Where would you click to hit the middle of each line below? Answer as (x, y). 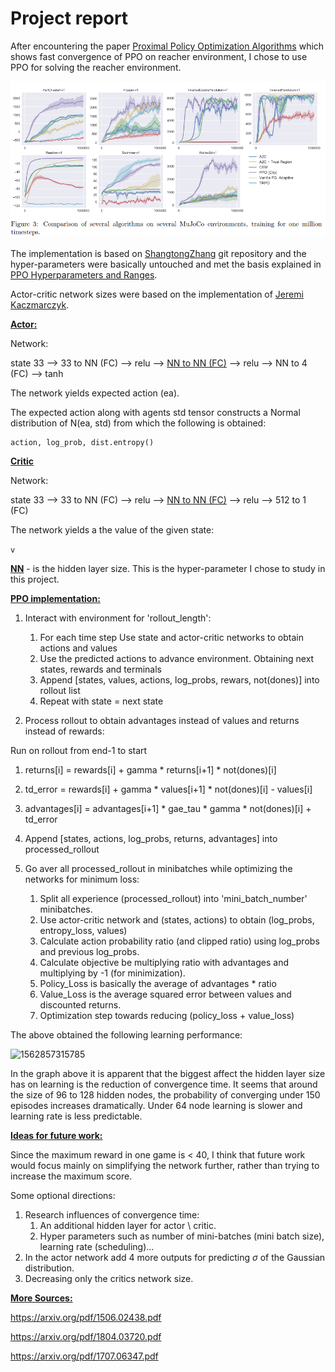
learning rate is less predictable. (76, 1116)
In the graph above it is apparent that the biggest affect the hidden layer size (168, 1074)
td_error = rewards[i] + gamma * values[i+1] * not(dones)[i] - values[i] (168, 789)
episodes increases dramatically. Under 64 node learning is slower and (156, 1106)
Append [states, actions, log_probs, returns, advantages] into (151, 839)
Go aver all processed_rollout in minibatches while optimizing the (158, 869)
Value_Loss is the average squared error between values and (165, 994)
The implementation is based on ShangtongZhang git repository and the (158, 254)
